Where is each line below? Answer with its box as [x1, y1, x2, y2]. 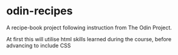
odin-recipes [6, 4, 73, 18]
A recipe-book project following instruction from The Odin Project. [6, 24, 172, 31]
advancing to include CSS [6, 42, 71, 49]
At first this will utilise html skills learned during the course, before [6, 35, 172, 42]
